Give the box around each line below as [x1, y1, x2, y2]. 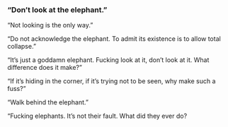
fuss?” [7, 85, 26, 93]
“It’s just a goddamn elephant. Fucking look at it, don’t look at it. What [7, 56, 210, 64]
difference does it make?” [7, 64, 83, 72]
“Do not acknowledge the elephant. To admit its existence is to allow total [7, 35, 221, 43]
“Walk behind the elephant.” [7, 98, 89, 107]
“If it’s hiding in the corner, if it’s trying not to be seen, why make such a [7, 77, 216, 85]
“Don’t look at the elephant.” [7, 5, 108, 15]
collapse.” [7, 42, 37, 51]
